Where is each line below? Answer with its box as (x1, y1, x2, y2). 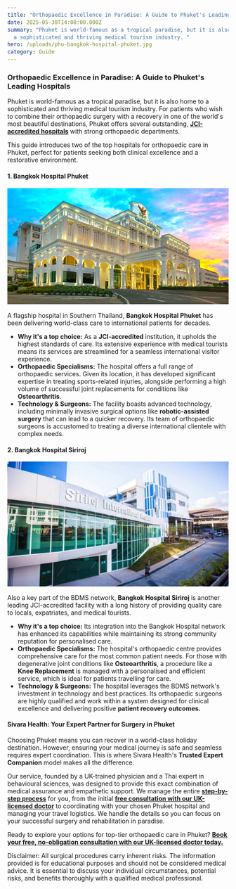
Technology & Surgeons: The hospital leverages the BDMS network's (17, 682, 220, 690)
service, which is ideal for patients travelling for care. (17, 674, 171, 682)
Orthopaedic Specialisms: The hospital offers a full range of (17, 362, 194, 371)
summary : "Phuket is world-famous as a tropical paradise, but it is (7, 26, 216, 33)
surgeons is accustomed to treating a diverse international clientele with (17, 422, 226, 430)
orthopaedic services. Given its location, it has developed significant (17, 370, 216, 378)
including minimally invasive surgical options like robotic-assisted (17, 407, 209, 416)
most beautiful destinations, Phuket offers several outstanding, (7, 120, 189, 128)
